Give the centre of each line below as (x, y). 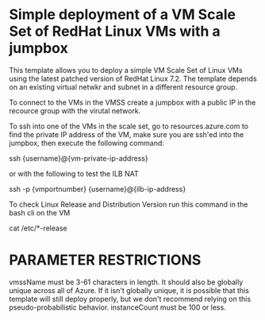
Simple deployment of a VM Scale (123, 15)
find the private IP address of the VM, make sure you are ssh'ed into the (127, 134)
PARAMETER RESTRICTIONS (105, 260)
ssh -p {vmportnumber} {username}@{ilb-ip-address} (98, 189)
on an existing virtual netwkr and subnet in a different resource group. (123, 87)
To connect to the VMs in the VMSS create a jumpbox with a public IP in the (132, 102)
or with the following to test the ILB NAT (74, 173)
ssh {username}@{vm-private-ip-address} (79, 158)
